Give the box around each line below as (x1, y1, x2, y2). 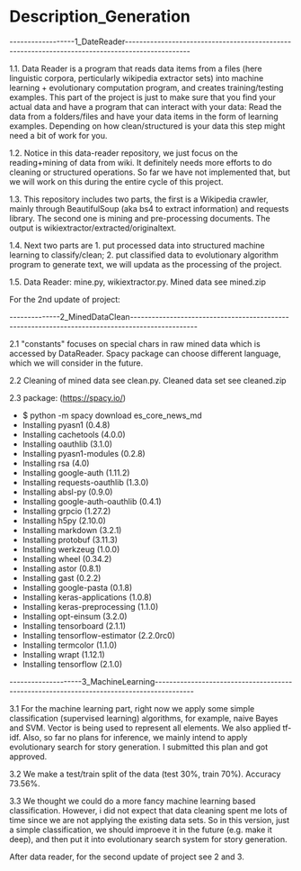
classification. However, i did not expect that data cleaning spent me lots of (9, 804, 288, 816)
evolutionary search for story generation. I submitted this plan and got (9, 741, 269, 752)
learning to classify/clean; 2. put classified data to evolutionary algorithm (9, 250, 279, 260)
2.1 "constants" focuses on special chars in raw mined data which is (9, 338, 261, 349)
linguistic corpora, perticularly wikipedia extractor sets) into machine (9, 72, 264, 83)
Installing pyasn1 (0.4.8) (22, 419, 111, 430)
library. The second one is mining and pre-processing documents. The (9, 213, 271, 223)
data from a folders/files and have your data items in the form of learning (9, 111, 279, 122)
